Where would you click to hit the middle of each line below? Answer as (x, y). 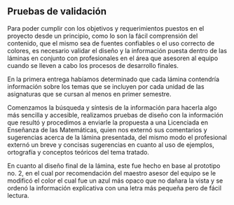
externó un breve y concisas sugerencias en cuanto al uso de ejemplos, (111, 144)
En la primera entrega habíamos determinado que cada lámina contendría (113, 79)
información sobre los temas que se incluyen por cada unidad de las (106, 86)
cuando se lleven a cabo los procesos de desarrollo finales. (93, 65)
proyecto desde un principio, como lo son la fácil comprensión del (103, 36)
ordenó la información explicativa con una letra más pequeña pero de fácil (115, 188)
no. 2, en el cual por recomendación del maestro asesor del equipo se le (111, 173)
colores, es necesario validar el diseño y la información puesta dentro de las (117, 50)
